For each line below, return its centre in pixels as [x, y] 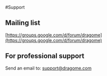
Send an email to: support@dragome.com [48, 68]
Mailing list [23, 23]
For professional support [45, 56]
